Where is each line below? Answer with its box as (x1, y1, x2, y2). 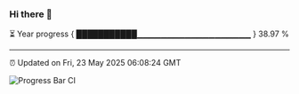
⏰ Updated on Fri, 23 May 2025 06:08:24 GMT (9, 58, 182, 68)
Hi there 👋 (9, 8, 53, 20)
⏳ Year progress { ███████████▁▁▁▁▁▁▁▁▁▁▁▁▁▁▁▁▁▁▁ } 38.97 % (9, 28, 289, 39)
